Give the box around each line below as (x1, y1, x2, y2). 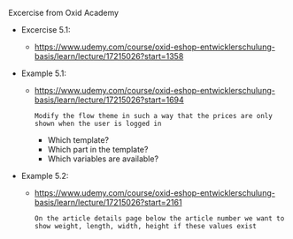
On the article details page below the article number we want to (34, 214, 285, 223)
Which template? (47, 135, 110, 145)
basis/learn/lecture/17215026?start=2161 (34, 198, 182, 207)
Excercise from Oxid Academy (8, 8, 120, 18)
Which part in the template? (47, 145, 149, 154)
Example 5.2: (20, 171, 69, 181)
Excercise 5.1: (20, 25, 72, 34)
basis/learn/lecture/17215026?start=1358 (34, 51, 184, 61)
